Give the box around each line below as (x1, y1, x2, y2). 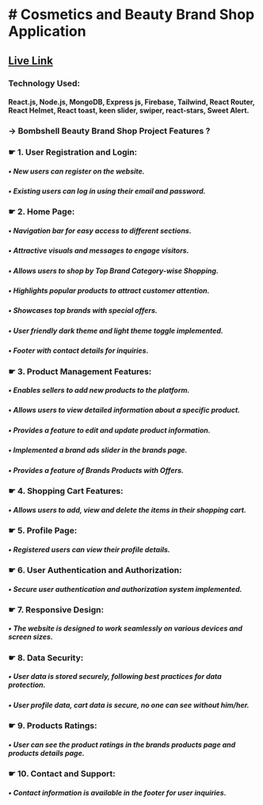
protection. (8, 680, 46, 690)
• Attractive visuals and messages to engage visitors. (8, 246, 189, 255)
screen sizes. (8, 632, 54, 642)
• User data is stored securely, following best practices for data (8, 672, 222, 681)
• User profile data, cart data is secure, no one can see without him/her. (8, 700, 250, 710)
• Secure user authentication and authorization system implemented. (8, 584, 242, 593)
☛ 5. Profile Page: (8, 525, 78, 536)
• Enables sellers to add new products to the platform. (8, 386, 190, 395)
